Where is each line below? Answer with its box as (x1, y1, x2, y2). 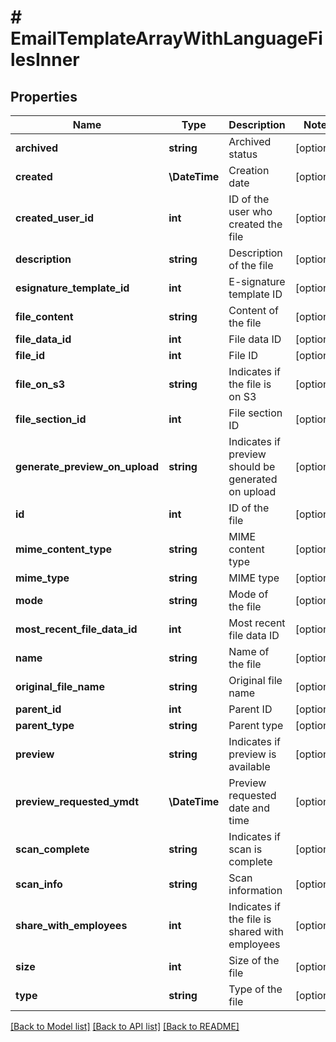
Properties (10, 88, 78, 105)
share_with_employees (15, 919, 128, 932)
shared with (228, 925, 285, 938)
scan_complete (15, 842, 90, 856)
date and (228, 801, 271, 815)
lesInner (10, 49, 80, 71)
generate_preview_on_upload (15, 460, 160, 473)
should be (228, 460, 276, 473)
